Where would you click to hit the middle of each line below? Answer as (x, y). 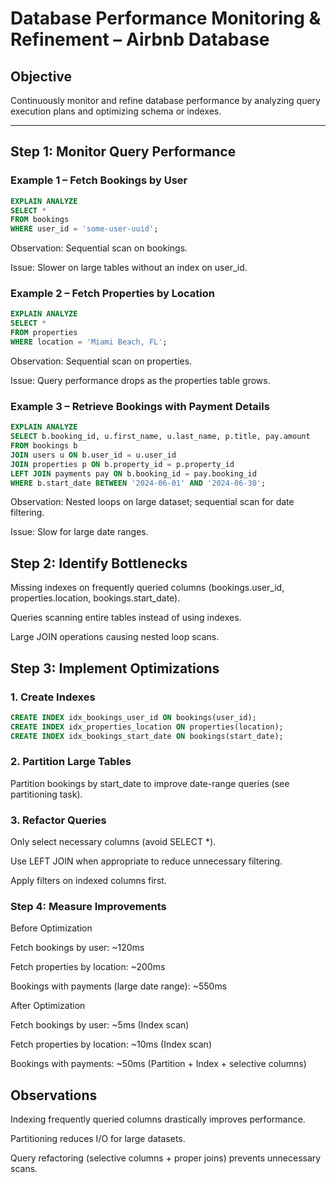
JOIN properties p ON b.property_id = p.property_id (122, 464)
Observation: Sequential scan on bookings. (99, 248)
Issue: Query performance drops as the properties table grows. (140, 380)
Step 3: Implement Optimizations (115, 668)
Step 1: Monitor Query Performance (123, 152)
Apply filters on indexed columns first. (88, 881)
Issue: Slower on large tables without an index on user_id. (129, 268)
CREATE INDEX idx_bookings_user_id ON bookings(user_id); (133, 717)
